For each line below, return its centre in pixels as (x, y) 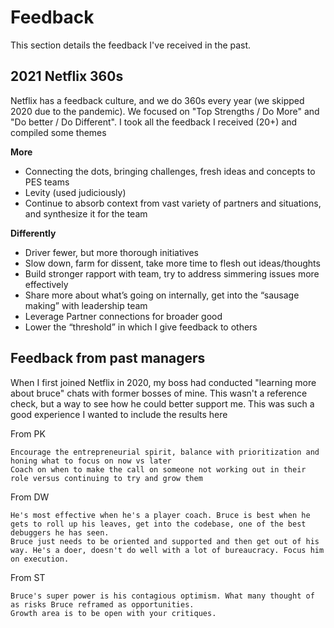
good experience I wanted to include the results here (119, 414)
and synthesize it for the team (86, 213)
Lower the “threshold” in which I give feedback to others (141, 327)
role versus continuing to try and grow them (106, 478)
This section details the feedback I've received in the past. (131, 45)
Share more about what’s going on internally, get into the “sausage (162, 295)
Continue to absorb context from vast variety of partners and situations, (173, 203)
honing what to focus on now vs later (91, 461)
